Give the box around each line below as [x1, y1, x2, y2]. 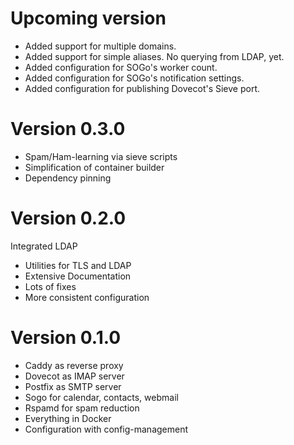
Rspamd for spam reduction [24, 402, 140, 414]
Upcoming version [10, 7, 167, 30]
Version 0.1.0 [10, 327, 122, 349]
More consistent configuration [24, 291, 150, 303]
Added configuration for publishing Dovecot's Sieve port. [24, 82, 261, 94]
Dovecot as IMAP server [24, 370, 125, 382]
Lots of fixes [24, 280, 77, 292]
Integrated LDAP [10, 240, 78, 252]
